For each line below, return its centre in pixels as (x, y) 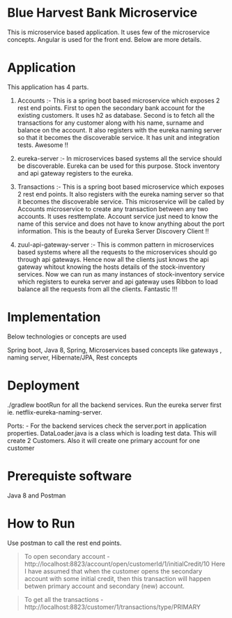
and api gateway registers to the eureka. (75, 173)
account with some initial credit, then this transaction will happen (117, 578)
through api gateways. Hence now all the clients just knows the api (113, 259)
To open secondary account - (67, 556)
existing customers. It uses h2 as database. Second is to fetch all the (116, 115)
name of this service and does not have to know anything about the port (121, 224)
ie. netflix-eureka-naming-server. (55, 412)
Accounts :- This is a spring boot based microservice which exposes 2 (118, 100)
